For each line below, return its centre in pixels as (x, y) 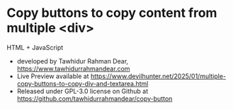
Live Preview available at (53, 76)
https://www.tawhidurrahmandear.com (73, 68)
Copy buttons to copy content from (112, 13)
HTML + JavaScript (35, 47)
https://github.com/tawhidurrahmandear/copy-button (95, 98)
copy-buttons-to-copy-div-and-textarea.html (83, 83)
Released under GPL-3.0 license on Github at (83, 91)
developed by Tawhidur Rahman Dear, (73, 61)
